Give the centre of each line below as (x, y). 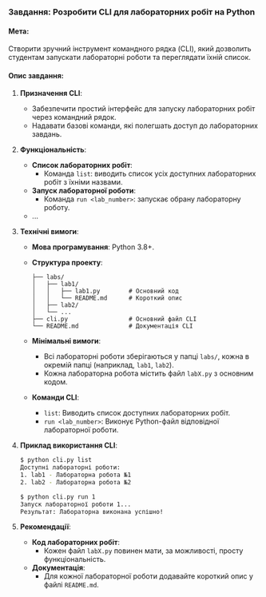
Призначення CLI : (51, 94)
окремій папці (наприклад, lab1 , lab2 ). (109, 365)
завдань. (47, 134)
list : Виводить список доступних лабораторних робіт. (137, 413)
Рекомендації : (45, 527)
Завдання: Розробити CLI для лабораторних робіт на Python (132, 12)
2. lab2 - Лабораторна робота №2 (75, 482)
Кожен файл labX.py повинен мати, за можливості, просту (143, 551)
